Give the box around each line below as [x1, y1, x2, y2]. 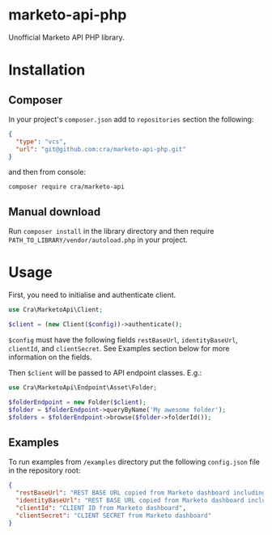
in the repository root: [8, 465, 81, 475]
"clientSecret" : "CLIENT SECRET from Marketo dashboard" [15, 512, 212, 520]
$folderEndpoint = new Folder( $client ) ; [8, 398, 147, 406]
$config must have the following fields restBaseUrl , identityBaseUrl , [8, 334, 239, 345]
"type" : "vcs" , [15, 138, 67, 146]
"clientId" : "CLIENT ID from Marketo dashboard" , [15, 503, 186, 512]
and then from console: [8, 168, 87, 177]
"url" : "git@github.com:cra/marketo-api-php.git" [15, 145, 186, 153]
